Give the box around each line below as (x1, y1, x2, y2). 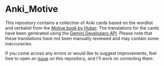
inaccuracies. (5, 40, 33, 46)
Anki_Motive (5, 3, 58, 15)
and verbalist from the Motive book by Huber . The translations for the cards (5, 25, 160, 31)
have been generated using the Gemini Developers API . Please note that (5, 30, 153, 36)
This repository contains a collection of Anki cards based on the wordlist (5, 20, 153, 26)
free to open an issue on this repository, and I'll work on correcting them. (5, 55, 154, 61)
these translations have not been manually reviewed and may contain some (5, 35, 159, 41)
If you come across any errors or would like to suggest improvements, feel (5, 50, 157, 56)
